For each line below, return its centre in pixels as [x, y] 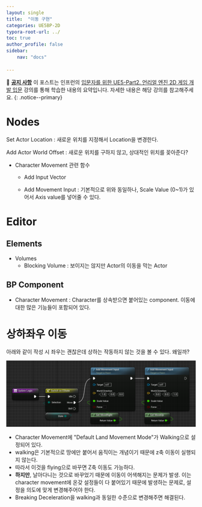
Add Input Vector [45, 177]
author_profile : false [35, 45]
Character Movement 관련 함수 [52, 165]
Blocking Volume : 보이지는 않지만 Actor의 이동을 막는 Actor [96, 266]
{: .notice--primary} [38, 97]
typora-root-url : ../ [33, 32]
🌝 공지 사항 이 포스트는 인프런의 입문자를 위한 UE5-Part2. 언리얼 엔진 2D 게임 [97, 82]
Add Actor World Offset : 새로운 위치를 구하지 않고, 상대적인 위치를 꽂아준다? [97, 152]
